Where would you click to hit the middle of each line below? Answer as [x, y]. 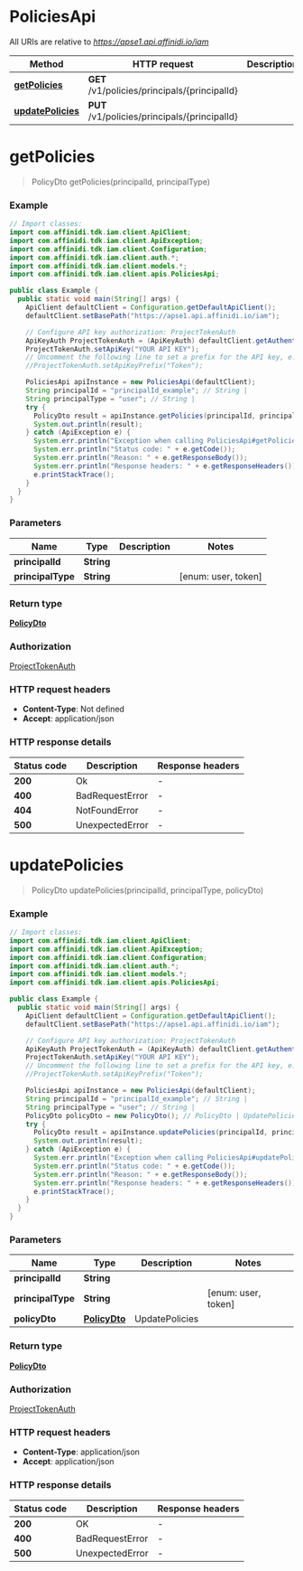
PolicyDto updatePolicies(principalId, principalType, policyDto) [147, 890]
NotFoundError [107, 810]
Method [46, 63]
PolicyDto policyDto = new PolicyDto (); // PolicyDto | [133, 1115]
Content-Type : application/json [81, 1452]
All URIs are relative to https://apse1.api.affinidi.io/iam [109, 42]
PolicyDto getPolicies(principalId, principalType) [120, 182]
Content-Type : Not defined [73, 709]
